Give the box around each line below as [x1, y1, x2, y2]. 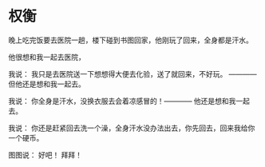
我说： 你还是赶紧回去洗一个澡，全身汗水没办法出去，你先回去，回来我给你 [8, 123, 255, 133]
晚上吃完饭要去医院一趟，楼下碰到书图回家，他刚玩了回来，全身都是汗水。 [8, 35, 253, 45]
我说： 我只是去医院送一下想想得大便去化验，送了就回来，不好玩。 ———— [8, 69, 257, 78]
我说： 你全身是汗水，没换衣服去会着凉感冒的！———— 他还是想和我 [8, 96, 236, 105]
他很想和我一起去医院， [8, 52, 85, 62]
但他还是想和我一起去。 [8, 79, 85, 89]
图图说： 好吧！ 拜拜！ [8, 149, 82, 160]
